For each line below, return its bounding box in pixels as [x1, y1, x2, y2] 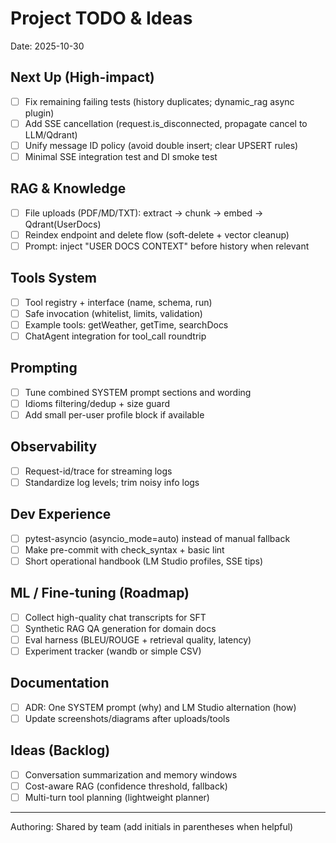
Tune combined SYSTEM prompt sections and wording [24, 386, 252, 398]
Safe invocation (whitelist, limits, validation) [24, 307, 203, 319]
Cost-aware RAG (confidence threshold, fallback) [24, 780, 228, 792]
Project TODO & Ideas [10, 7, 193, 30]
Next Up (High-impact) [10, 69, 155, 86]
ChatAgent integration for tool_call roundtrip [24, 330, 207, 342]
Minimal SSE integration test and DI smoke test [24, 150, 218, 162]
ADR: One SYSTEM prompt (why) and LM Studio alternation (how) [24, 701, 297, 713]
